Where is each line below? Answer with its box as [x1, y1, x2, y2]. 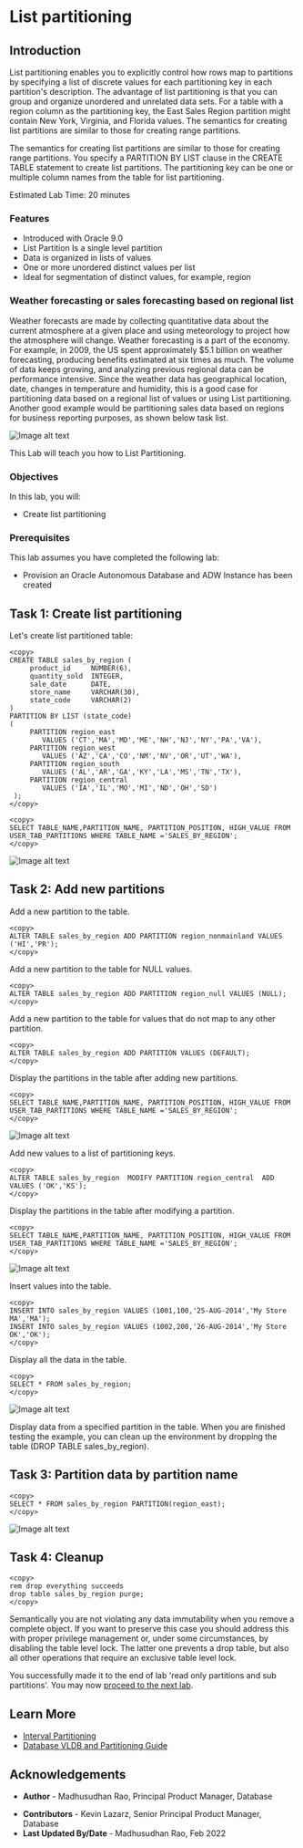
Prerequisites [9, 531, 70, 544]
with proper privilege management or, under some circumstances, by [9, 1633, 268, 1644]
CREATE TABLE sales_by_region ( [9, 656, 132, 665]
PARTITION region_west [29, 743, 116, 753]
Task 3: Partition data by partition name [9, 1467, 238, 1483]
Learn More [9, 1706, 76, 1721]
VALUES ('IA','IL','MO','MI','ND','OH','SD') [42, 784, 218, 793]
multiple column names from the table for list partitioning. [9, 171, 225, 182]
